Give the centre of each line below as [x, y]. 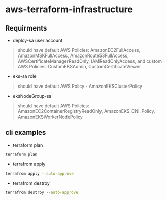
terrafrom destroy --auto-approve [42, 192]
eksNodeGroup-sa [32, 96]
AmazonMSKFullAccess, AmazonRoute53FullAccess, [73, 55]
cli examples [26, 133]
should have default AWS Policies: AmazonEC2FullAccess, [79, 50]
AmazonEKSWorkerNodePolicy [50, 117]
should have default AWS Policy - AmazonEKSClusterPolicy [80, 86]
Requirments [26, 28]
